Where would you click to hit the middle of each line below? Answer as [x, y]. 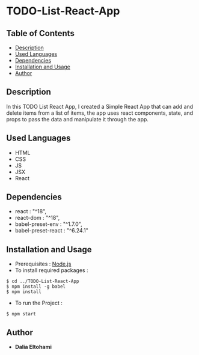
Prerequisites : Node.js [43, 264]
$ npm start [21, 314]
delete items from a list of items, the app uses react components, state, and [100, 113]
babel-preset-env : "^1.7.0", [48, 224]
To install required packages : [51, 270]
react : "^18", [31, 211]
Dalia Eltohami [33, 347]
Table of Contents [41, 33]
